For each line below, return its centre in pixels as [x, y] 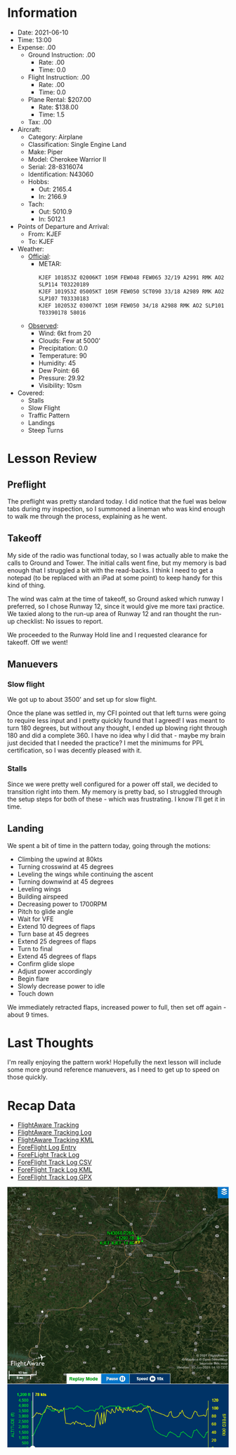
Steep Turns [46, 430]
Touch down [35, 993]
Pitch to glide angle [45, 911]
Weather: [31, 249]
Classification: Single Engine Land [77, 144]
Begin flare [33, 979]
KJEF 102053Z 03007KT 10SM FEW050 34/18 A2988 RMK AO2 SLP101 [131, 306]
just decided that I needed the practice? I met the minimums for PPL [105, 743]
